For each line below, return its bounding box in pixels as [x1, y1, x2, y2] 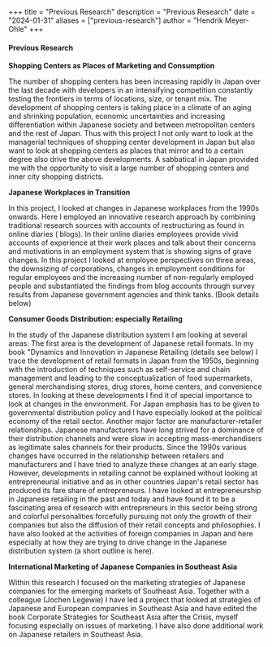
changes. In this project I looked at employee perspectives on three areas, [8, 256, 257, 265]
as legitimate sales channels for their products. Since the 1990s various [8, 443, 248, 452]
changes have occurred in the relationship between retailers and [8, 451, 225, 461]
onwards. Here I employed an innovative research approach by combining [8, 212, 256, 222]
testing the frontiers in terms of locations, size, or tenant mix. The [8, 94, 227, 104]
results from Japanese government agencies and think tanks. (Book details [8, 290, 260, 299]
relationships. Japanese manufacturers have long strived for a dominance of [8, 425, 264, 435]
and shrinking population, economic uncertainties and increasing [8, 111, 226, 121]
